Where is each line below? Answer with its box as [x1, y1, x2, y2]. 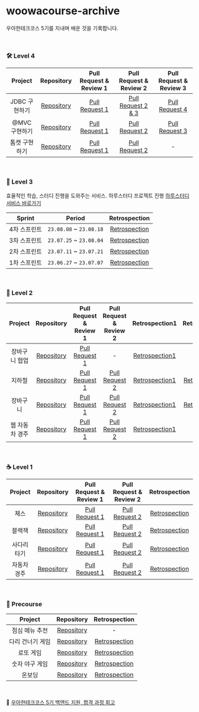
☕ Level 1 [6, 462, 33, 471]
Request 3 [159, 127, 188, 135]
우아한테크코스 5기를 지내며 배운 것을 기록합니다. [6, 24, 118, 31]
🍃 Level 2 [6, 289, 33, 297]
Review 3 [159, 84, 187, 93]
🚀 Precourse [6, 600, 43, 609]
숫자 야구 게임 [11, 660, 49, 668]
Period [66, 214, 85, 222]
